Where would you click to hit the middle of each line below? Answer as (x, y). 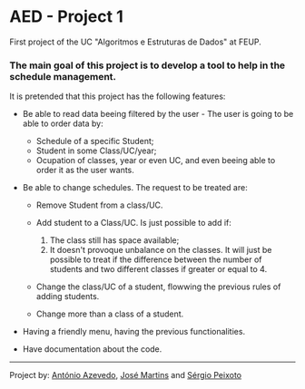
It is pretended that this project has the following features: (118, 96)
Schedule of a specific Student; (95, 141)
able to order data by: (63, 123)
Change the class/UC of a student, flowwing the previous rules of (158, 287)
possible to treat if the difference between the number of (156, 259)
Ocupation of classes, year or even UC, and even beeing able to (156, 160)
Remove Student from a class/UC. (99, 205)
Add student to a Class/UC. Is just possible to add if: (133, 223)
